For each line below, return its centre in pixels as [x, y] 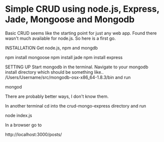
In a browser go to [23, 125]
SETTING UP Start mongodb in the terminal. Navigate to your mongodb [77, 67]
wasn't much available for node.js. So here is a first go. [60, 38]
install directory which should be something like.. [54, 72]
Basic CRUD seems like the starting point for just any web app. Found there [81, 33]
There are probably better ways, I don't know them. [57, 96]
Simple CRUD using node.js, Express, [82, 9]
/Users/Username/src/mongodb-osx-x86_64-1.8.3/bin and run [68, 77]
